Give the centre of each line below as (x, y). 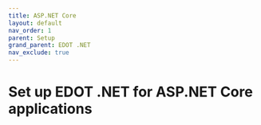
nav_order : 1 (30, 30)
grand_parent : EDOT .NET (49, 45)
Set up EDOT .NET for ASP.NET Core (130, 92)
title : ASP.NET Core (43, 16)
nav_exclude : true (39, 53)
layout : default (35, 23)
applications (50, 109)
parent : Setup (32, 38)
